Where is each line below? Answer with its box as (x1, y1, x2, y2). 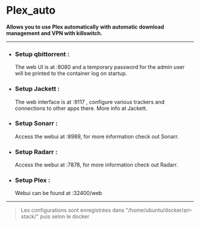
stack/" (20, 213, 39, 220)
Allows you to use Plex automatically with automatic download (6, 23, 164, 30)
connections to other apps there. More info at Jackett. (14, 105, 148, 112)
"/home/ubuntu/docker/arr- (126, 206, 193, 214)
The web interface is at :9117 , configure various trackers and (14, 98, 165, 105)
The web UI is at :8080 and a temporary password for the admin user (14, 64, 185, 71)
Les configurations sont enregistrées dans (20, 206, 125, 214)
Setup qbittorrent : (14, 50, 70, 58)
